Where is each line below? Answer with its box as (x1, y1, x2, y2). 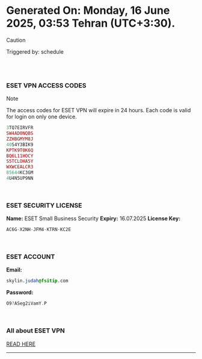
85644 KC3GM (6, 170, 34, 176)
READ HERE (6, 340, 36, 348)
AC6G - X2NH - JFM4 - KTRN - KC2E (6, 227, 71, 233)
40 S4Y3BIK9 (6, 141, 34, 148)
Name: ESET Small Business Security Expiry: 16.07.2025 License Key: (6, 215, 181, 222)
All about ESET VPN (6, 326, 65, 335)
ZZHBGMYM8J (6, 136, 34, 142)
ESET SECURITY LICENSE (6, 201, 82, 209)
